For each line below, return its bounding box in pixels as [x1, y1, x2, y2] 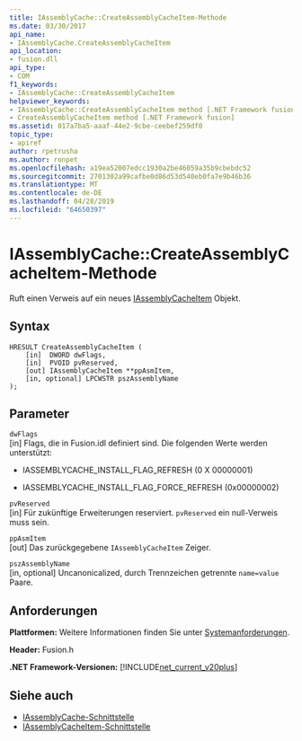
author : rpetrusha [9, 146, 78, 155]
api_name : [9, 30, 47, 39]
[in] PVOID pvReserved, [25, 358, 119, 367]
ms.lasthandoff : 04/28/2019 [9, 197, 115, 207]
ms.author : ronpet [9, 154, 78, 164]
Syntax [9, 319, 50, 334]
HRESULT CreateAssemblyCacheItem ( [9, 342, 143, 351]
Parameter [9, 406, 70, 421]
